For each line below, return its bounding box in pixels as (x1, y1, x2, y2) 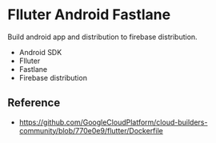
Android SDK (18, 47, 62, 57)
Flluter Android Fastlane (7, 6, 171, 24)
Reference (7, 96, 61, 109)
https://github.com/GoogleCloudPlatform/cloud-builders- (18, 117, 208, 127)
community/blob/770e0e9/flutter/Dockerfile (18, 125, 163, 135)
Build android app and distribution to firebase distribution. (7, 32, 198, 42)
